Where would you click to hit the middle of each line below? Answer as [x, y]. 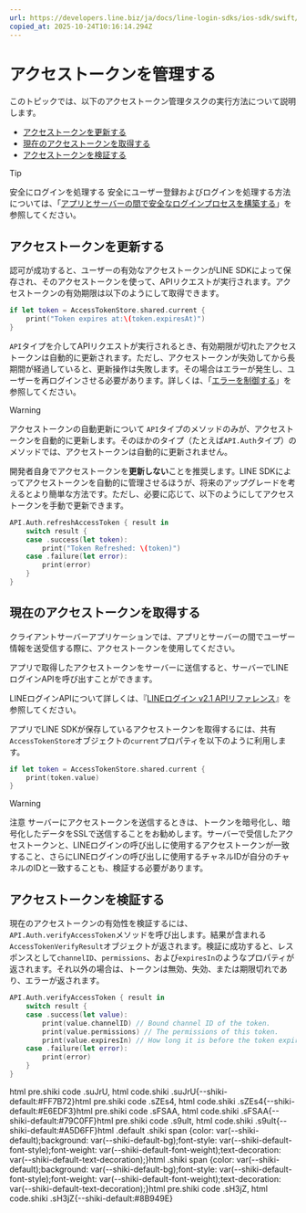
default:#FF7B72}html [51, 1101]
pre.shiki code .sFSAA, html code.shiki [167, 1111]
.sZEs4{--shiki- [266, 1101]
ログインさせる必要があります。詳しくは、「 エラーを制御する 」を [170, 380]
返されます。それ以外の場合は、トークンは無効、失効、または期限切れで [145, 969]
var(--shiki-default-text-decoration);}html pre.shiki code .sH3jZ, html [139, 1188]
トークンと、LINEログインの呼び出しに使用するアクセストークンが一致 [157, 845]
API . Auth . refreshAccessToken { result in [89, 522]
